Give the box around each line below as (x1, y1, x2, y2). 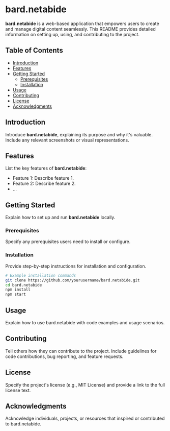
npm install (5, 287, 31, 292)
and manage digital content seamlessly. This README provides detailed (5, 26, 156, 32)
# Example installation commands (5, 273, 76, 278)
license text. (5, 387, 31, 393)
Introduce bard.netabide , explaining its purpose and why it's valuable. (5, 131, 153, 137)
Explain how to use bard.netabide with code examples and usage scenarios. (5, 319, 165, 325)
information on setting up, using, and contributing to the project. (5, 31, 140, 37)
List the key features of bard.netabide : (5, 165, 87, 172)
